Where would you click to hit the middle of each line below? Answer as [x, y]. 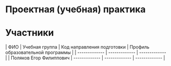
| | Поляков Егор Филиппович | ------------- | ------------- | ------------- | [85, 58]
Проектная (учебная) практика [75, 9]
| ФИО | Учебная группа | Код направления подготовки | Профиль [78, 47]
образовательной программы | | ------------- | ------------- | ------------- [86, 53]
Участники [30, 33]
